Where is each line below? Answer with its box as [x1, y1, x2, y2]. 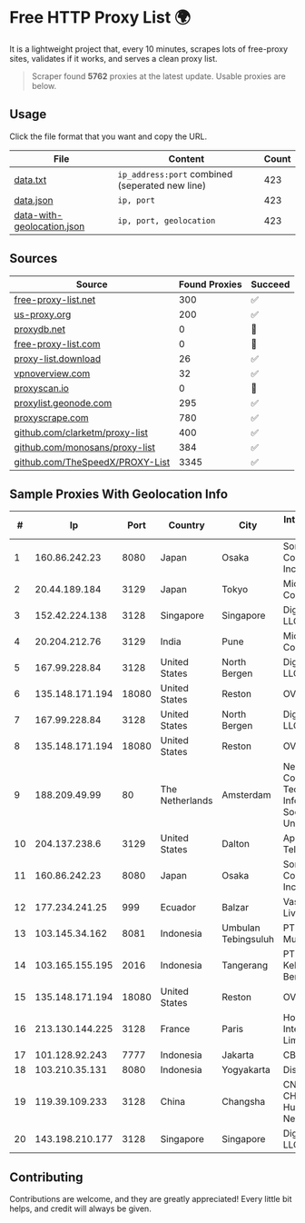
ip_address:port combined [117, 167, 233, 180]
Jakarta [221, 1049, 254, 1061]
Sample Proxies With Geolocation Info [9, 486, 229, 502]
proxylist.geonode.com [14, 396, 113, 409]
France [160, 1023, 191, 1036]
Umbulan [221, 921, 261, 934]
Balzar [221, 901, 250, 914]
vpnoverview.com [14, 367, 91, 380]
